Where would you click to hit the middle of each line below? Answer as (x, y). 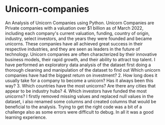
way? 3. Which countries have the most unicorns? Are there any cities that (81, 85)
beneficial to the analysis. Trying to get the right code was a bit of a (73, 107)
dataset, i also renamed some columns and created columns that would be (81, 101)
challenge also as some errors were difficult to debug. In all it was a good (79, 112)
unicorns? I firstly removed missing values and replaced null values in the (79, 96)
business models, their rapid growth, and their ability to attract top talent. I (80, 59)
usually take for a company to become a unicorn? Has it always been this (79, 81)
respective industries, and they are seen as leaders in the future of (73, 49)
